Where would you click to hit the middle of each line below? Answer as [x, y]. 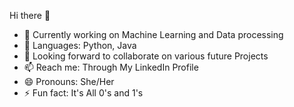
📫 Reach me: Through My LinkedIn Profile [111, 67]
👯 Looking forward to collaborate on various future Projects [146, 56]
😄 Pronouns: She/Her [69, 81]
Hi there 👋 [30, 15]
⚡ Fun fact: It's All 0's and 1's [83, 93]
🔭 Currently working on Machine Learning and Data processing [153, 34]
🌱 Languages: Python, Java [80, 45]
